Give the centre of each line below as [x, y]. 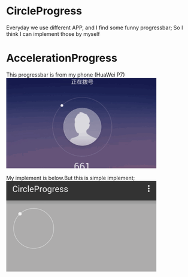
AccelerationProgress [62, 58]
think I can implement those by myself [53, 34]
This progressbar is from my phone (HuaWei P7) [66, 74]
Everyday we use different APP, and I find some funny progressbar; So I [95, 28]
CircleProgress [44, 11]
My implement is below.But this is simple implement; [71, 178]
